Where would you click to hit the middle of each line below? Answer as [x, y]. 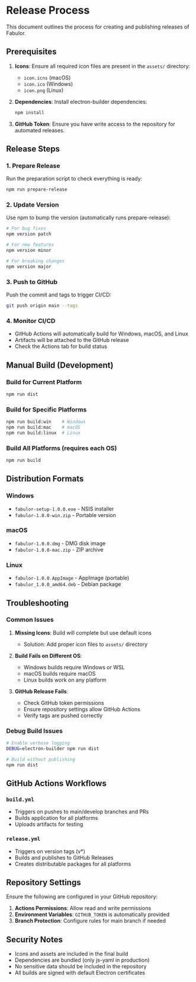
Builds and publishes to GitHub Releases [64, 857]
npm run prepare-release [37, 190]
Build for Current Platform [44, 382]
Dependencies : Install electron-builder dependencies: [81, 102]
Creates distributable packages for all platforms [73, 864]
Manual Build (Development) [60, 365]
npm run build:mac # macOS [44, 427]
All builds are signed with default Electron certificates [80, 973]
